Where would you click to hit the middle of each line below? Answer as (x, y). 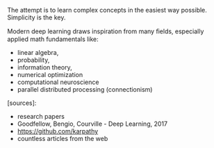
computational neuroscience (58, 82)
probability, (33, 60)
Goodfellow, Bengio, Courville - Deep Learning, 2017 (92, 124)
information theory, (45, 67)
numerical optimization (50, 75)
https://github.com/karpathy (58, 131)
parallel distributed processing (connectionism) (85, 89)
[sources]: (22, 103)
